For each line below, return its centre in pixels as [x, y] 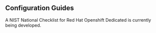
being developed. [23, 25]
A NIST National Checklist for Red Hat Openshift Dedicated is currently [78, 20]
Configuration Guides [40, 8]
